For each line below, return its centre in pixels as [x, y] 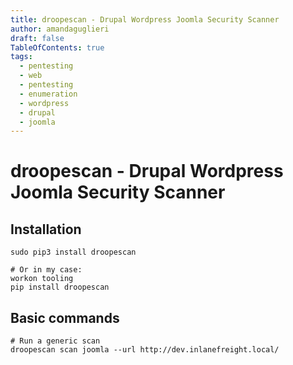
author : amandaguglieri [60, 29]
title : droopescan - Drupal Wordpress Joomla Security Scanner [145, 19]
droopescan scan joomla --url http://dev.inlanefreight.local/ [145, 350]
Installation [46, 229]
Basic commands [65, 317]
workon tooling [42, 279]
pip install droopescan [60, 287]
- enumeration [48, 94]
